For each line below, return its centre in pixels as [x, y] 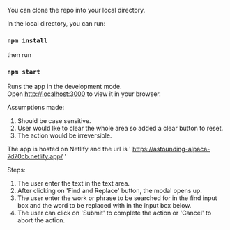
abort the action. [41, 220]
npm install [28, 40]
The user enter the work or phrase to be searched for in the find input [117, 198]
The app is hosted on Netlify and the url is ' [69, 149]
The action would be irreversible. [64, 135]
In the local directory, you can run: [56, 23]
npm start [24, 72]
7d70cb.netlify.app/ [35, 156]
